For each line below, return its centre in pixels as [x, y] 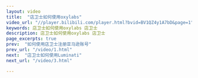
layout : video [24, 11]
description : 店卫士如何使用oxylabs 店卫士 [56, 33]
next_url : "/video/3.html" [39, 60]
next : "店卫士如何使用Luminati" [44, 55]
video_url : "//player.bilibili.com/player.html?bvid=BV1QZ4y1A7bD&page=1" [100, 22]
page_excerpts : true [32, 39]
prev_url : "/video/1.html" [39, 50]
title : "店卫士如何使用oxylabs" [44, 17]
